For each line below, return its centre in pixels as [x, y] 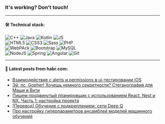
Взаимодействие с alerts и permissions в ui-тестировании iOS [77, 79]
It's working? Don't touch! [37, 7]
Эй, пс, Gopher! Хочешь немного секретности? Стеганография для [82, 85]
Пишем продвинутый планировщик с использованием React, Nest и [84, 95]
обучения [22, 116]
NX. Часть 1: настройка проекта [46, 100]
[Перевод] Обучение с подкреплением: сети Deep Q [68, 106]
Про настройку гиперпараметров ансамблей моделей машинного [82, 111]
